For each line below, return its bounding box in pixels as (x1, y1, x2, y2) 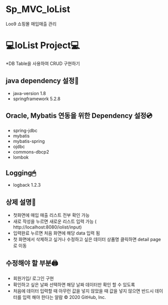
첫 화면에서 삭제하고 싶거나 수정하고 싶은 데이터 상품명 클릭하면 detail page (13, 237, 161, 243)
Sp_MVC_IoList (6, 4, 70, 15)
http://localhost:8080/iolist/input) (13, 224, 82, 230)
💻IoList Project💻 (6, 40, 80, 51)
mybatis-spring (13, 138, 45, 144)
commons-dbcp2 (13, 148, 49, 155)
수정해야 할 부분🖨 (6, 259, 58, 267)
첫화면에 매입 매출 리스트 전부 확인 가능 (13, 212, 90, 218)
